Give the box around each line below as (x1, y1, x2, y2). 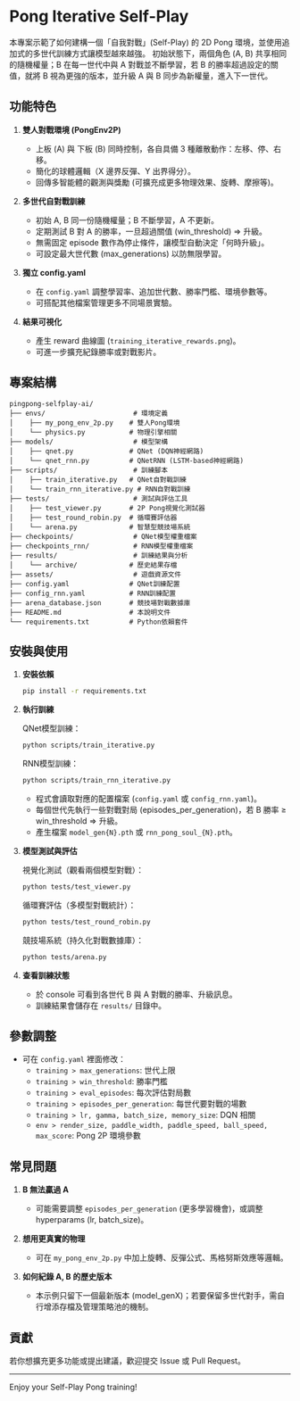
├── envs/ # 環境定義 (9, 409, 168, 418)
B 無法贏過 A (21, 1184, 70, 1195)
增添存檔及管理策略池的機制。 (43, 1301, 154, 1313)
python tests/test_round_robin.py (21, 917, 151, 926)
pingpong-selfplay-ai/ (9, 399, 94, 408)
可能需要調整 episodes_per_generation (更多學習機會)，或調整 (35, 1203, 263, 1214)
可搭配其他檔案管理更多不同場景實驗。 (35, 297, 177, 308)
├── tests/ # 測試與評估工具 (9, 493, 188, 503)
